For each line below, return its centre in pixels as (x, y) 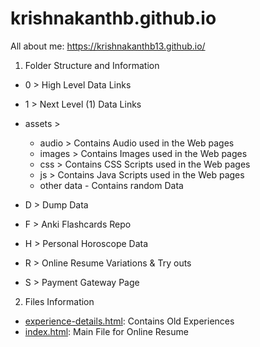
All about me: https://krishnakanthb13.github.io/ (108, 46)
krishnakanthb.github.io (113, 18)
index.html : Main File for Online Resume (106, 331)
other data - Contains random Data (111, 185)
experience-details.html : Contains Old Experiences (129, 321)
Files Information (59, 301)
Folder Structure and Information (92, 65)
